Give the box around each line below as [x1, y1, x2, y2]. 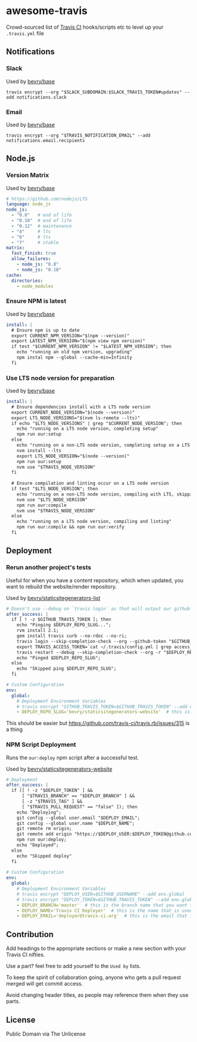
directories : [11, 278, 43, 284]
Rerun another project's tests [6, 564, 92, 572]
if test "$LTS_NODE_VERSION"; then [11, 486, 98, 492]
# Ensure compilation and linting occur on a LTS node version [11, 480, 169, 487]
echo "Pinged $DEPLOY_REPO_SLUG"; [16, 655, 101, 661]
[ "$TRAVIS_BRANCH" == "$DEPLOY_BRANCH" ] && [21, 793, 135, 799]
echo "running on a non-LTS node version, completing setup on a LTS [16, 442, 191, 449]
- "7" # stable [11, 240, 59, 245]
